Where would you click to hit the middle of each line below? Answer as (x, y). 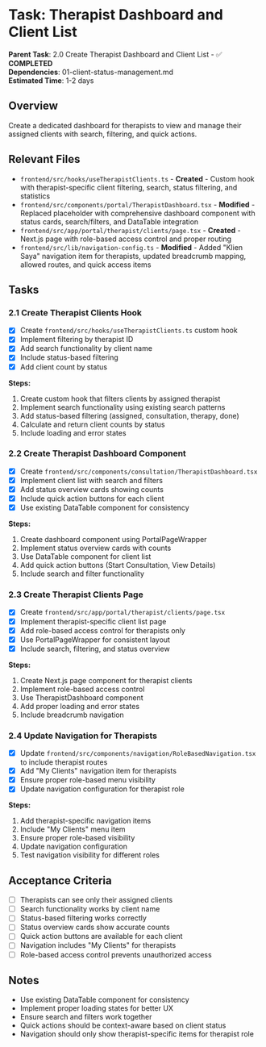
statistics (35, 196)
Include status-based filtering (69, 357)
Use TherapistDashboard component (81, 697)
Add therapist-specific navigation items (85, 821)
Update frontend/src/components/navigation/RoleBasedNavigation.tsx (138, 753)
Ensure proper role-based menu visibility (87, 780)
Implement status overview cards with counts (96, 548)
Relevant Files (44, 159)
